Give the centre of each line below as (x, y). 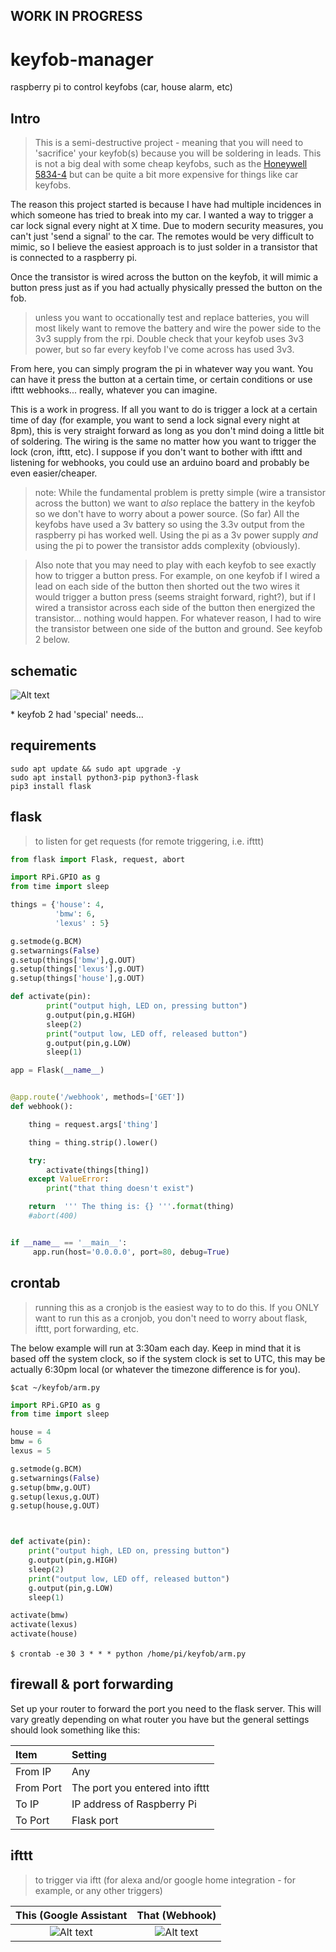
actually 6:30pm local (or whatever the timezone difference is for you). (155, 1369)
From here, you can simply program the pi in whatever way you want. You (162, 369)
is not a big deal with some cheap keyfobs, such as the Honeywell (171, 164)
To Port (32, 1820)
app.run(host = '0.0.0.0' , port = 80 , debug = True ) (131, 1252)
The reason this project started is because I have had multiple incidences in (166, 205)
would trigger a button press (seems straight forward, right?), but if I (175, 597)
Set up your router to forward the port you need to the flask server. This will (166, 1708)
